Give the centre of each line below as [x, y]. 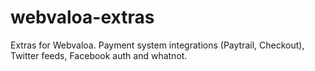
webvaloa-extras [82, 17]
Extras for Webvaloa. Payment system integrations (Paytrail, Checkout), [157, 45]
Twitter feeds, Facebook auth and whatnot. [99, 55]
